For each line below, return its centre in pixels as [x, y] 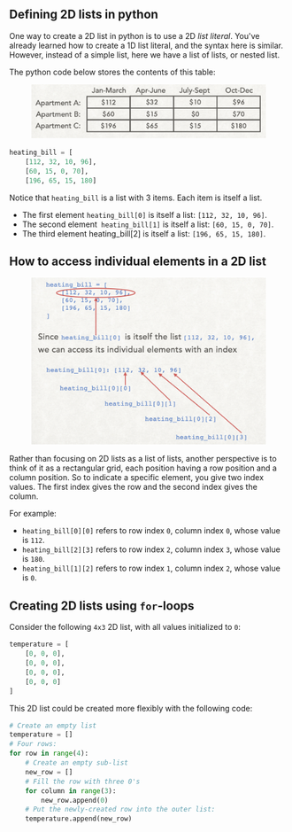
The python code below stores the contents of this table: [112, 72]
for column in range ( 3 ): [71, 791]
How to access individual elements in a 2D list [138, 261]
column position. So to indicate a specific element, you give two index [136, 478]
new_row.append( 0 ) [75, 800]
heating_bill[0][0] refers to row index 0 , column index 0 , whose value [151, 531]
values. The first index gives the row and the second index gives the [134, 487]
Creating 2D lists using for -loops [102, 606]
